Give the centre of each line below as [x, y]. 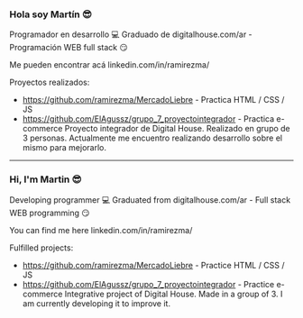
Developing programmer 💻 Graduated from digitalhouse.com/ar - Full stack [150, 200]
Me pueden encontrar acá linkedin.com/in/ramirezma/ [110, 65]
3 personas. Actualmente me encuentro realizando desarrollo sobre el [152, 138]
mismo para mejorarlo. [64, 148]
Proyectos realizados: [50, 82]
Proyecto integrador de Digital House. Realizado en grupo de [177, 129]
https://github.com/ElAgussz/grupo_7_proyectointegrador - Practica [148, 119]
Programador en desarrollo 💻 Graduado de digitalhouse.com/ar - [131, 34]
